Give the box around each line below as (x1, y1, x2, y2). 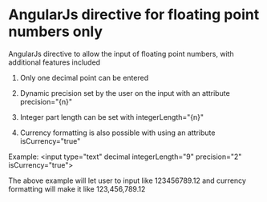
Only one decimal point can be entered (19, 73, 149, 82)
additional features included (8, 57, 101, 67)
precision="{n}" (19, 97, 72, 106)
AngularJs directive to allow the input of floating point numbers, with (8, 49, 234, 58)
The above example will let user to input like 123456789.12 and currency (8, 176, 247, 185)
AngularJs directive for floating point (8, 6, 260, 24)
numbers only (8, 22, 103, 41)
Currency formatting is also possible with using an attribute (19, 128, 216, 137)
